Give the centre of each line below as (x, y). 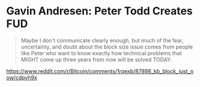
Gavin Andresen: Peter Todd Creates (100, 11)
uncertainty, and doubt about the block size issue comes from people (107, 47)
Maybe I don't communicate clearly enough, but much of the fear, (102, 40)
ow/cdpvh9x (22, 77)
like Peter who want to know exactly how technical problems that (101, 53)
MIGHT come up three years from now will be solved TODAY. (96, 59)
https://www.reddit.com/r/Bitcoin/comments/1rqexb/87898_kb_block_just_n (100, 71)
